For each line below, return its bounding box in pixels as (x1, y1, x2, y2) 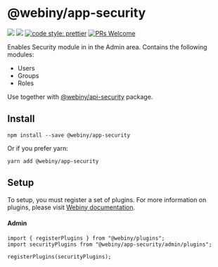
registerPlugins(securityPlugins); (7, 253, 112, 260)
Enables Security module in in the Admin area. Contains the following (7, 42, 207, 51)
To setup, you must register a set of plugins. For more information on (7, 195, 207, 204)
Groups (17, 71, 39, 80)
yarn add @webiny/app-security (7, 157, 99, 165)
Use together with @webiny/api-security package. (7, 92, 153, 101)
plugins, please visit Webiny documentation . (7, 203, 136, 211)
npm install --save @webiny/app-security (7, 132, 131, 139)
